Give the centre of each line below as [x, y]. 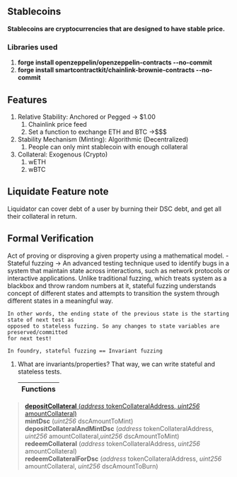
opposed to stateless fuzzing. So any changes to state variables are [114, 326]
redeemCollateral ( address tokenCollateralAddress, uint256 [112, 443]
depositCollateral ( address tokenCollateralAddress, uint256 [112, 406]
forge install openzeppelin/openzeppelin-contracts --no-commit [115, 62]
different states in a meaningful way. [60, 301]
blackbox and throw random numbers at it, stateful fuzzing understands [112, 285]
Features [27, 99]
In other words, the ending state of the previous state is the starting [118, 314]
